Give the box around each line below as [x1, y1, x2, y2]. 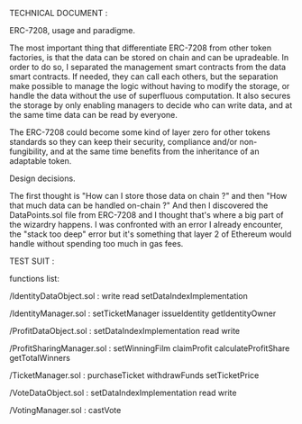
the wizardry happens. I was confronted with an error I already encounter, [9, 220, 284, 230]
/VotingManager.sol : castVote [9, 405, 122, 415]
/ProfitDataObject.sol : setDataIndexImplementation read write [9, 326, 241, 336]
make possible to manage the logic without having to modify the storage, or [9, 81, 290, 91]
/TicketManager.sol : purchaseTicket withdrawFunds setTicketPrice [9, 370, 260, 381]
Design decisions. [9, 173, 76, 184]
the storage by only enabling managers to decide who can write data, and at [9, 100, 293, 111]
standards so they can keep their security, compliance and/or [9, 137, 238, 147]
